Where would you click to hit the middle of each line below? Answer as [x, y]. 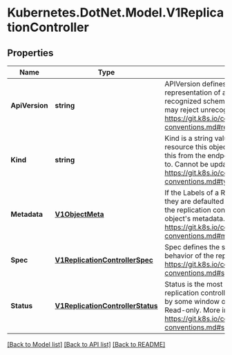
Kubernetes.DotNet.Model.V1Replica [116, 13]
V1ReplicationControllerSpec [104, 260]
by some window [192, 301]
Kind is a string [189, 138]
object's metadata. [195, 219]
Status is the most [194, 284]
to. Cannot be [186, 164]
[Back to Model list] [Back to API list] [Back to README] [86, 344]
